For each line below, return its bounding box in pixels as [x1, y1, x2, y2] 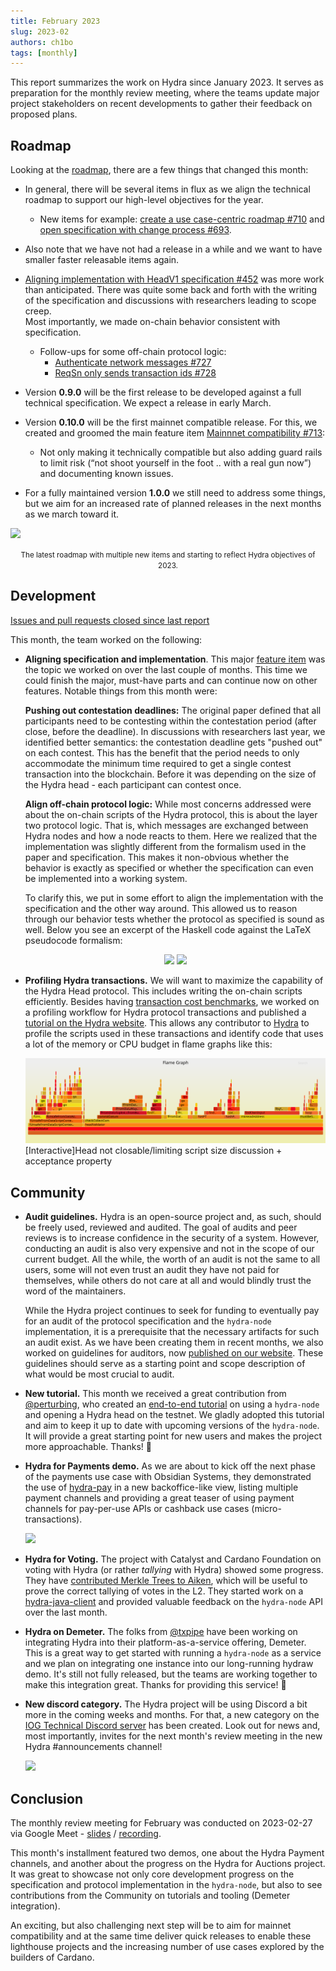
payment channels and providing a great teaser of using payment [24, 1492, 295, 1504]
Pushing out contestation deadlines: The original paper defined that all [24, 704, 322, 716]
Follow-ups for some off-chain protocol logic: [39, 346, 227, 358]
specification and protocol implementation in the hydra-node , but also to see [10, 1878, 323, 1890]
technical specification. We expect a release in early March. [24, 397, 272, 409]
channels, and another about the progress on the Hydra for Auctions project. [10, 1857, 326, 1869]
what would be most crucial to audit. [24, 1368, 175, 1380]
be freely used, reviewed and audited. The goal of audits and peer [24, 1221, 298, 1234]
